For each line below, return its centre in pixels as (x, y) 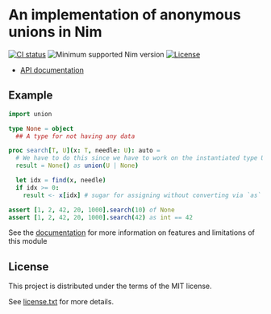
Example (31, 96)
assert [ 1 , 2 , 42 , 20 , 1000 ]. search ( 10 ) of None (92, 210)
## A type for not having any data (75, 136)
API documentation (52, 69)
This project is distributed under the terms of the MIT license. (110, 286)
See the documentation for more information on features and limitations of (132, 232)
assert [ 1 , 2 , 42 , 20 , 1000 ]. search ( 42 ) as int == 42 (101, 217)
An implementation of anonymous (125, 15)
